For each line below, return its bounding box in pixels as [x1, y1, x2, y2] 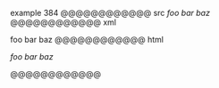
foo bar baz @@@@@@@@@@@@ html [10, 35, 164, 44]
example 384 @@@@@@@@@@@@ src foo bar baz [10, 8, 211, 18]
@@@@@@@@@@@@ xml [10, 17, 117, 28]
